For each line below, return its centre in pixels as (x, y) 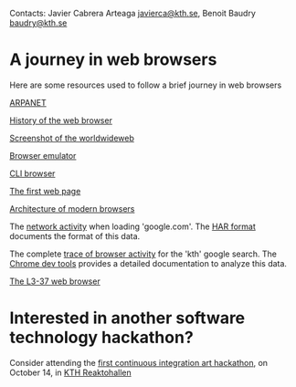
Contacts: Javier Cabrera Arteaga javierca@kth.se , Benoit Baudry (132, 13)
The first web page (45, 191)
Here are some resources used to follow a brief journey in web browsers (146, 85)
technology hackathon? (101, 338)
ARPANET (28, 102)
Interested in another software (127, 318)
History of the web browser (61, 120)
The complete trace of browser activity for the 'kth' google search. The (143, 254)
